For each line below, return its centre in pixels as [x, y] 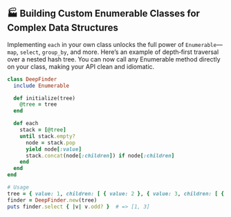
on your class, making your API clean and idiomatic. [81, 66]
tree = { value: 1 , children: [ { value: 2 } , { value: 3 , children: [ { [116, 194]
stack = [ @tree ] [43, 130]
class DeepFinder [32, 79]
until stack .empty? [48, 136]
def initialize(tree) [45, 98]
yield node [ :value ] [53, 149]
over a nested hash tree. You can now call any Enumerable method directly [114, 59]
